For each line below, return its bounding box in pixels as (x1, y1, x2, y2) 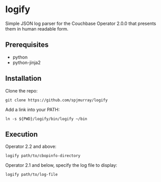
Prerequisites (5, 41, 49, 49)
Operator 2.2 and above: (5, 143, 57, 149)
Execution (5, 130, 38, 138)
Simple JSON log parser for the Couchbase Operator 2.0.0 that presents (5, 20, 156, 26)
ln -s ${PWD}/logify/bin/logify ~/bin (5, 116, 87, 122)
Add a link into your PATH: (5, 106, 60, 112)
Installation (5, 74, 42, 83)
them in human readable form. (5, 25, 69, 32)
